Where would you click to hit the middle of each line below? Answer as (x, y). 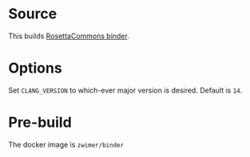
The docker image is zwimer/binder (66, 144)
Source (33, 14)
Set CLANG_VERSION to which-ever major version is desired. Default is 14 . (125, 90)
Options (35, 68)
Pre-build (40, 122)
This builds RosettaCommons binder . (69, 36)
